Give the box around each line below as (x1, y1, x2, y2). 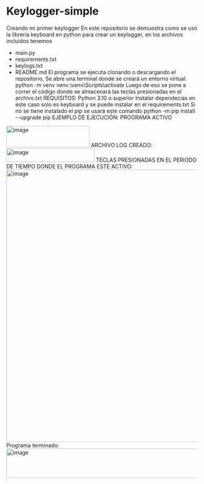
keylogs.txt (15, 62, 43, 69)
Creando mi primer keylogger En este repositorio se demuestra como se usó (6, 24, 197, 32)
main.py (15, 49, 35, 56)
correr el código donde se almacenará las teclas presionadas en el (15, 88, 182, 95)
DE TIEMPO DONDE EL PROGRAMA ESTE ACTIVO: (6, 162, 133, 170)
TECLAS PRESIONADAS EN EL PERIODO (95, 156, 197, 164)
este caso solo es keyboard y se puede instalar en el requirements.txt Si (15, 100, 195, 108)
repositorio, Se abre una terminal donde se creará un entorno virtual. (15, 75, 187, 82)
